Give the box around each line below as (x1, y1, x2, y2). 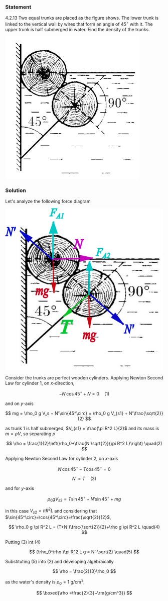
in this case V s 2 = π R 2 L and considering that (5, 507, 97, 515)
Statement (5, 4, 32, 11)
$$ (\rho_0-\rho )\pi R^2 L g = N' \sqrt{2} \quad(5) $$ (29, 549, 139, 555)
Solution (5, 187, 27, 194)
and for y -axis (5, 485, 34, 491)
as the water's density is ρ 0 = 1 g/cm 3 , (5, 578, 85, 586)
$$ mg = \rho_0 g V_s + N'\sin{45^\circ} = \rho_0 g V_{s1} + (5, 410, 128, 416)
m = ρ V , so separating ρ (5, 431, 56, 437)
